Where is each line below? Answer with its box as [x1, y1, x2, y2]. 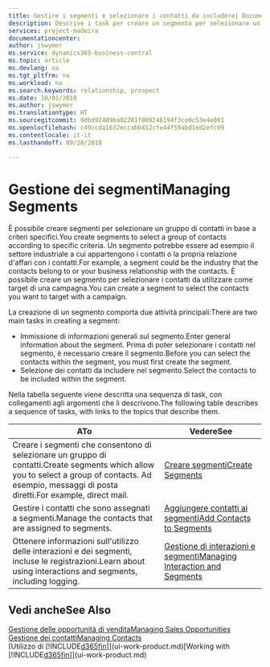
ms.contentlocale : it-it [8, 131, 92, 139]
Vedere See [189, 426, 233, 437]
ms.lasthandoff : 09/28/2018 [8, 138, 103, 147]
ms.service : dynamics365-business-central [8, 49, 153, 57]
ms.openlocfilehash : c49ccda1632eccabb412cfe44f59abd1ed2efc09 [8, 124, 225, 132]
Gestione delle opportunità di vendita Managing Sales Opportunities [8, 624, 231, 634]
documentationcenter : [8, 34, 81, 43]
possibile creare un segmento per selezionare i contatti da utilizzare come [8, 275, 253, 285]
